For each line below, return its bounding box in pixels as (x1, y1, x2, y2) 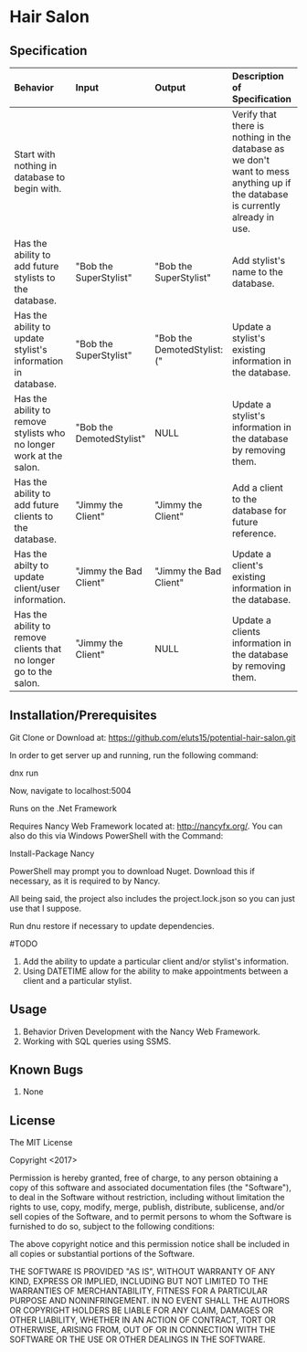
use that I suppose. (9, 903, 82, 914)
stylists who (14, 427, 66, 439)
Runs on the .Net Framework (9, 802, 117, 814)
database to (14, 171, 66, 184)
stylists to (14, 271, 56, 284)
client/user (14, 582, 60, 595)
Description (231, 70, 285, 82)
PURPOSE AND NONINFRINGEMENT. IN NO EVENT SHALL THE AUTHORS (9, 1295, 291, 1306)
